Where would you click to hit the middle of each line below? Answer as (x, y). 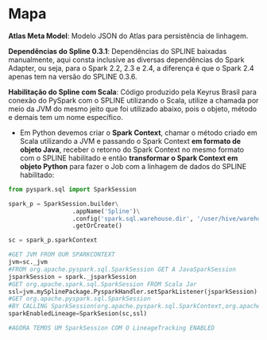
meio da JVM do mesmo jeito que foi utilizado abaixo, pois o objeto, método (132, 109)
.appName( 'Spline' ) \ (106, 211)
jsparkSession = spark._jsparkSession (72, 276)
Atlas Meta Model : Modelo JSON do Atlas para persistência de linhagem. (128, 36)
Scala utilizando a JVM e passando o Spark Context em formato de (130, 141)
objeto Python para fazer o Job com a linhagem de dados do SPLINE (133, 166)
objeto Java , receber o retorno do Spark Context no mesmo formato (132, 149)
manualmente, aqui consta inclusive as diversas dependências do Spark (126, 60)
